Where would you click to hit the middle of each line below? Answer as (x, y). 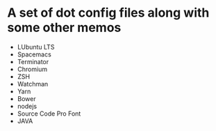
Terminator (33, 61)
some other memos (64, 28)
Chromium (32, 69)
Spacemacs (34, 54)
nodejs (27, 106)
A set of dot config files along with (108, 13)
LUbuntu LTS (36, 47)
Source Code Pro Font (49, 114)
